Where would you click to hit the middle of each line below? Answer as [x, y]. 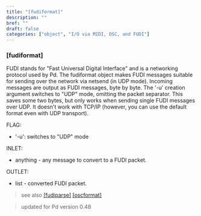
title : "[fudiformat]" [35, 12]
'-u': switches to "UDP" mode [52, 137]
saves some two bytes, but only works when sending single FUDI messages [101, 101]
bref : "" [17, 23]
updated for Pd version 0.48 [56, 207]
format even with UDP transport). [47, 113]
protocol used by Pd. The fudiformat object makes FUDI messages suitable [100, 75]
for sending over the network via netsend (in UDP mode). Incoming [90, 81]
